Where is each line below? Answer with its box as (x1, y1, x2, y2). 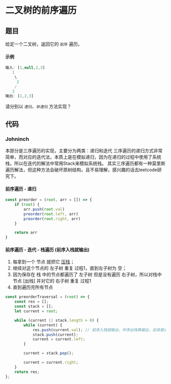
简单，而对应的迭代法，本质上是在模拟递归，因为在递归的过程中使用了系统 (5, 154, 161, 160)
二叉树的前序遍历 (5, 5, 77, 16)
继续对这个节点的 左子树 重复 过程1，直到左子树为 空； (12, 265, 127, 271)
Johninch (5, 135, 30, 143)
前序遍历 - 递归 (5, 185, 37, 191)
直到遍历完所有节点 (12, 284, 53, 290)
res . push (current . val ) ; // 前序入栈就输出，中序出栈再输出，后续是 (32, 327, 164, 333)
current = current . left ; (32, 337, 85, 342)
